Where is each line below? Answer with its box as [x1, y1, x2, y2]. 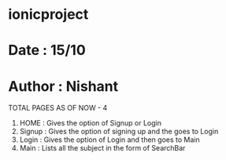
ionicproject [8, 5, 89, 24]
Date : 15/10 [8, 42, 87, 60]
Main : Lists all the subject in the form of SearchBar [19, 144, 186, 153]
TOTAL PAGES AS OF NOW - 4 [8, 104, 108, 113]
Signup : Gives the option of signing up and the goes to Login [19, 127, 219, 136]
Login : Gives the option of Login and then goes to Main [19, 135, 200, 144]
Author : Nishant [8, 77, 119, 95]
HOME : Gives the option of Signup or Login [19, 118, 161, 128]
